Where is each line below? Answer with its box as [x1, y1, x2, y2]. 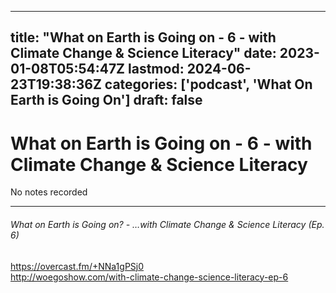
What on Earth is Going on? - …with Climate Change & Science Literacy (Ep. [10, 218, 325, 230]
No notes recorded [10, 186, 88, 198]
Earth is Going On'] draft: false [10, 92, 203, 109]
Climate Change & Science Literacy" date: [10, 45, 277, 62]
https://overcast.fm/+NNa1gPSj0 [10, 260, 145, 272]
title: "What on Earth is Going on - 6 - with [10, 29, 277, 46]
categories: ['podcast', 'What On [104, 76, 313, 93]
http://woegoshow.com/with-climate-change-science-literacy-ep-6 [10, 271, 289, 283]
